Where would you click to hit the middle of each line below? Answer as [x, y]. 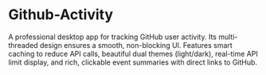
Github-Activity [61, 15]
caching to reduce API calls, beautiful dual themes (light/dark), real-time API [133, 53]
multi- [228, 37]
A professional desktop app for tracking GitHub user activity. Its [113, 37]
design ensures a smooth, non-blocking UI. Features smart [136, 45]
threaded [23, 45]
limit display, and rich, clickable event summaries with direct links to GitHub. [133, 62]
